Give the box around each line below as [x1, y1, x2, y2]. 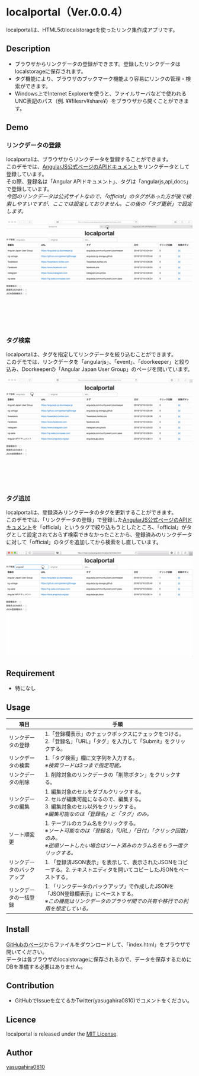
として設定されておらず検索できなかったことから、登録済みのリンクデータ [11, 531, 192, 538]
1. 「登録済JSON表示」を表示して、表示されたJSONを [44, 859, 178, 866]
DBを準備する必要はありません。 [6, 963, 86, 970]
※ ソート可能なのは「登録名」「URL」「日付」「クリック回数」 [44, 827, 188, 834]
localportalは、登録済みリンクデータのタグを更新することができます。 [6, 509, 177, 516]
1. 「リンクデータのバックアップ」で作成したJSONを [44, 883, 175, 890]
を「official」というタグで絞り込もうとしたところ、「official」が [32, 523, 187, 531]
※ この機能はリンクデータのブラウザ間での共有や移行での [44, 897, 184, 905]
